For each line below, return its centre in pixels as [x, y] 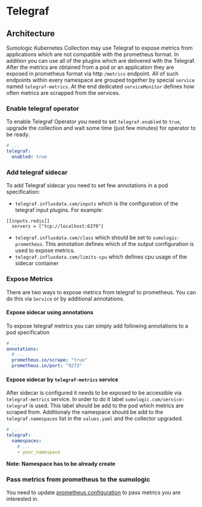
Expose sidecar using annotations [50, 312]
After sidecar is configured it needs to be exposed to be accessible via [94, 393]
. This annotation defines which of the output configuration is [118, 244]
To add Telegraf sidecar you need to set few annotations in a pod [87, 186]
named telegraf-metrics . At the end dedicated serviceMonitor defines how [100, 86]
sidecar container [37, 263]
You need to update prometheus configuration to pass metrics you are [93, 492]
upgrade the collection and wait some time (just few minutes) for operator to [101, 128]
